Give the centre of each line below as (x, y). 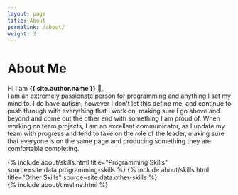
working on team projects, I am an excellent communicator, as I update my (116, 126)
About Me (37, 69)
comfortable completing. (43, 149)
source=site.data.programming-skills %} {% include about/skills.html (108, 170)
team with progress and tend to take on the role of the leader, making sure (116, 134)
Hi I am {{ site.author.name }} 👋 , (55, 89)
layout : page (27, 14)
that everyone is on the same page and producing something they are (109, 141)
